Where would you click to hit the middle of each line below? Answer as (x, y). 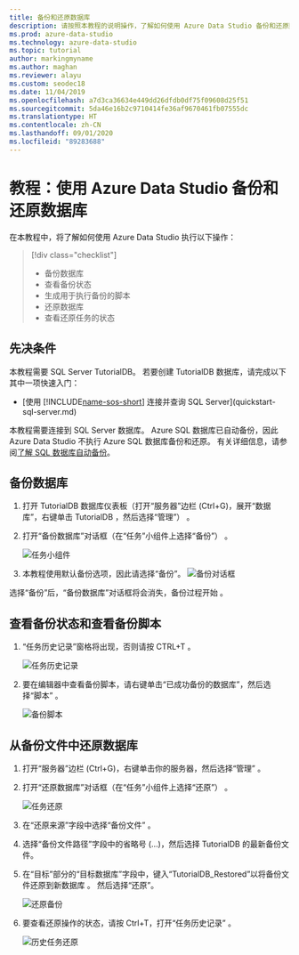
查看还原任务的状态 (80, 318)
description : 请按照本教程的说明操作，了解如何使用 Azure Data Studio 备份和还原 (149, 26)
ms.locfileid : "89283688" (57, 142)
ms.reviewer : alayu (45, 76)
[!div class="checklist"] (74, 255)
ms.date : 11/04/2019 (48, 92)
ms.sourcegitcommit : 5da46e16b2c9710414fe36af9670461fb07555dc (129, 109)
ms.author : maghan (43, 68)
